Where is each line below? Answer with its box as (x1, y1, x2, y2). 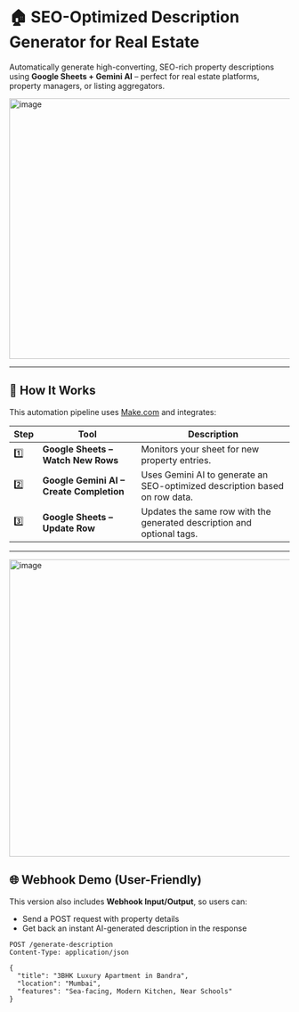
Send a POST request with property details (21, 913, 180, 924)
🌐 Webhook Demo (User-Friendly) (9, 872, 202, 887)
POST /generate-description (9, 940, 114, 949)
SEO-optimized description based (141, 479, 285, 492)
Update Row (42, 522, 96, 535)
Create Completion (42, 485, 125, 497)
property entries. (141, 453, 212, 466)
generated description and (141, 516, 252, 528)
